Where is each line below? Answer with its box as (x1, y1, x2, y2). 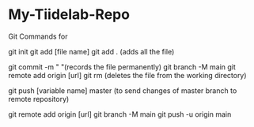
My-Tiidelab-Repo (8, 6, 131, 24)
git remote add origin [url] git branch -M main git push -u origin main (8, 109, 232, 119)
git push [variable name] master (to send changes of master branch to (8, 85, 237, 95)
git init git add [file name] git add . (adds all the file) (8, 47, 175, 56)
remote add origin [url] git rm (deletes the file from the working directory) (8, 70, 247, 80)
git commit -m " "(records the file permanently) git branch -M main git (8, 62, 236, 72)
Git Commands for (8, 32, 68, 41)
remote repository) (8, 94, 70, 103)
